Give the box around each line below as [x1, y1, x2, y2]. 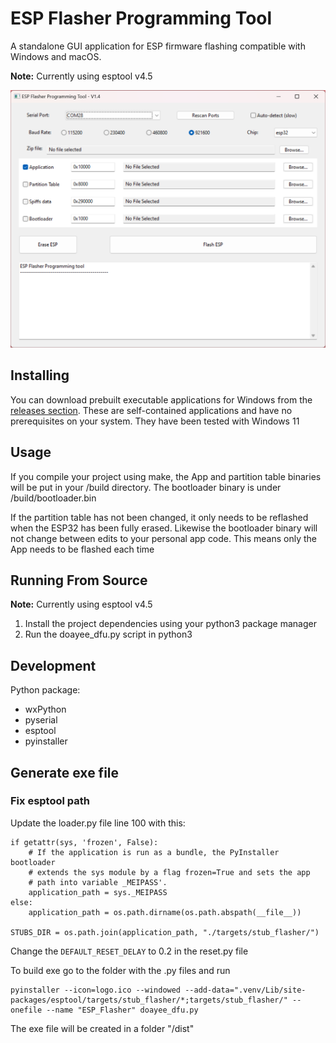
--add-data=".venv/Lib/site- [184, 985, 307, 995]
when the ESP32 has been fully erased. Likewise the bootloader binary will [10, 522, 318, 534]
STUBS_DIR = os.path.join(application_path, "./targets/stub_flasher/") [10, 927, 320, 937]
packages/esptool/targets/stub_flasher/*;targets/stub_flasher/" [10, 995, 288, 1005]
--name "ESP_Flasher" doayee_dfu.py [46, 1005, 199, 1015]
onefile [10, 1005, 43, 1015]
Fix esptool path [10, 794, 91, 808]
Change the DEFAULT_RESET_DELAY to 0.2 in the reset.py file [10, 945, 249, 957]
